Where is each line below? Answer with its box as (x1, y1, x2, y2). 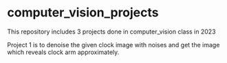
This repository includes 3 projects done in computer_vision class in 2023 (7, 27, 216, 36)
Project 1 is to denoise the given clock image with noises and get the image (7, 40, 220, 49)
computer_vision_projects (7, 5, 159, 21)
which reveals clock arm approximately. (7, 48, 120, 56)
